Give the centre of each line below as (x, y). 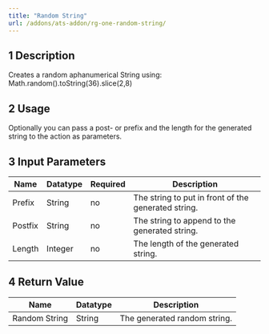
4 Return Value (46, 282)
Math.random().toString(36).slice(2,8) (70, 83)
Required (108, 183)
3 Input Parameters (57, 161)
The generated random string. (176, 318)
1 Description (42, 56)
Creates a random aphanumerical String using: (85, 75)
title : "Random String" (48, 16)
